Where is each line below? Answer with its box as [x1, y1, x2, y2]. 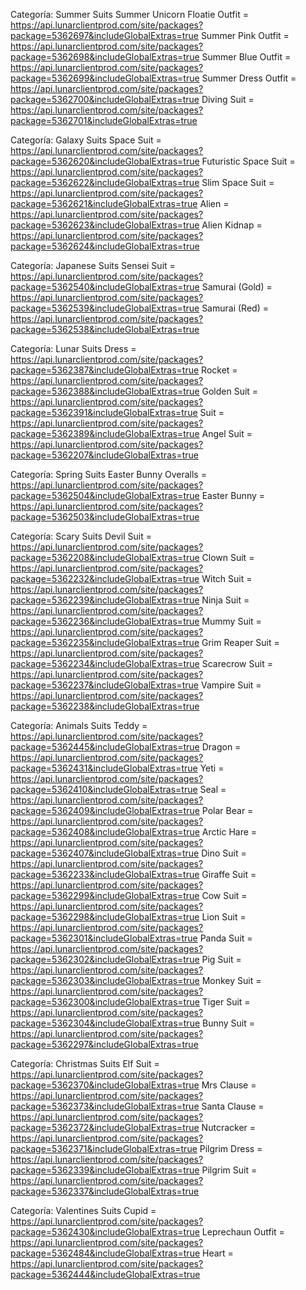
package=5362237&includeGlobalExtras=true [10, 679, 200, 691]
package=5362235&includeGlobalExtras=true [10, 637, 200, 648]
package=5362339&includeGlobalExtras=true [10, 1164, 200, 1176]
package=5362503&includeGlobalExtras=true [10, 511, 200, 523]
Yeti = [199, 762, 225, 774]
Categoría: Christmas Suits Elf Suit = [10, 1058, 160, 1069]
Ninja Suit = [201, 594, 250, 606]
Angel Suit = [201, 428, 253, 439]
